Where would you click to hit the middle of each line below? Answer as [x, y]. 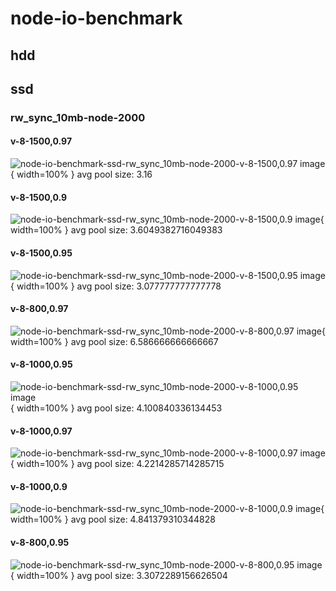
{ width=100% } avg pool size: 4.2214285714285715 [117, 464]
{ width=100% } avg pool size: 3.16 [81, 174]
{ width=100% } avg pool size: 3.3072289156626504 [119, 575]
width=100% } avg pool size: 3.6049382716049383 [116, 230]
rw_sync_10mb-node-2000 [78, 117]
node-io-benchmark [96, 18]
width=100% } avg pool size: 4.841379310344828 [113, 519]
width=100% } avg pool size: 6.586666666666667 [114, 341]
